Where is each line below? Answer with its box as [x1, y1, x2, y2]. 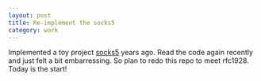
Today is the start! [8, 64, 67, 74]
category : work [8, 26, 59, 34]
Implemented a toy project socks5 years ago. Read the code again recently [8, 48, 254, 57]
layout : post [8, 11, 52, 20]
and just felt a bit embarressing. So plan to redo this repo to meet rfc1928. [8, 56, 250, 65]
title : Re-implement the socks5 [8, 19, 115, 27]
